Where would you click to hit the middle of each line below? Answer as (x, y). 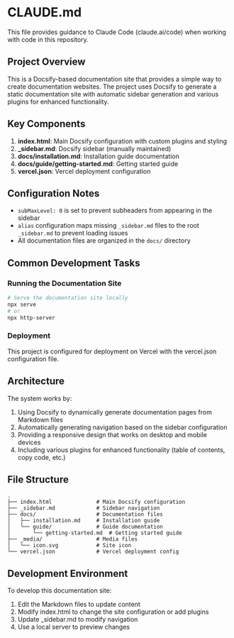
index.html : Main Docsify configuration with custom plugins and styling (122, 141)
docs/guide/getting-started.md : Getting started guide (98, 163)
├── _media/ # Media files (73, 539)
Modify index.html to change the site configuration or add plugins (113, 612)
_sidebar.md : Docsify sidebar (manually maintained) (94, 148)
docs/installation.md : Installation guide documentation (98, 156)
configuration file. (33, 358)
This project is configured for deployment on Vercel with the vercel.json (112, 351)
